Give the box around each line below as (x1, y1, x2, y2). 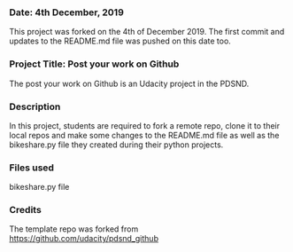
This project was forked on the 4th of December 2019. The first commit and (9, 27, 285, 37)
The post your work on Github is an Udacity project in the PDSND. (9, 78, 250, 89)
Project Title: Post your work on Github (9, 58, 180, 70)
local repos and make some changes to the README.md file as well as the (9, 130, 280, 140)
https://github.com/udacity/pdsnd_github (9, 233, 159, 244)
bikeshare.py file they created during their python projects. (9, 139, 224, 150)
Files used (9, 161, 55, 174)
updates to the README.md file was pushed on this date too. (9, 35, 232, 46)
